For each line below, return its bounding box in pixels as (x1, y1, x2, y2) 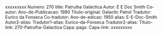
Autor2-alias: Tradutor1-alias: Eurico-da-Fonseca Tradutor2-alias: (5, 19, 138, 25)
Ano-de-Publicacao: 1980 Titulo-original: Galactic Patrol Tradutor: (18, 9, 152, 15)
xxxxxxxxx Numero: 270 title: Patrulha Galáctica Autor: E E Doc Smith (5, 4, 145, 10)
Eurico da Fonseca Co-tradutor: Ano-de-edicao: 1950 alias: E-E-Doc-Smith (5, 14, 158, 20)
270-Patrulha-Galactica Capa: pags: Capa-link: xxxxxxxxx (14, 24, 132, 30)
